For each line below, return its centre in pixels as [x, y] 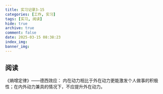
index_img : [16, 42]
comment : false [21, 33]
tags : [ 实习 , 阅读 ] [24, 19]
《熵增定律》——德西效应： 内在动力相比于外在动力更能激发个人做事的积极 [82, 81]
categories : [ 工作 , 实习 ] [30, 14]
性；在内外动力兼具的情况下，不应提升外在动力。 [55, 87]
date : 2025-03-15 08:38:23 [33, 38]
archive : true [20, 28]
